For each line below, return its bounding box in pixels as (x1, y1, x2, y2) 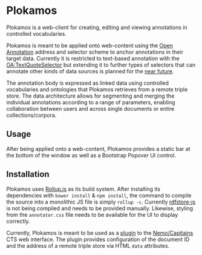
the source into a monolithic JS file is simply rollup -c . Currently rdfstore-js (6, 198, 196, 205)
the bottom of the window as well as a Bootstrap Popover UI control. (6, 151, 177, 159)
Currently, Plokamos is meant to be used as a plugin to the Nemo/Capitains (6, 229, 194, 236)
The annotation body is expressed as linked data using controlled (6, 79, 169, 87)
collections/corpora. (6, 111, 57, 119)
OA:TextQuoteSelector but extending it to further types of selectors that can (6, 61, 195, 68)
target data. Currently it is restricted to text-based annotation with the (6, 55, 180, 62)
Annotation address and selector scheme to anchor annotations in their (6, 48, 183, 55)
